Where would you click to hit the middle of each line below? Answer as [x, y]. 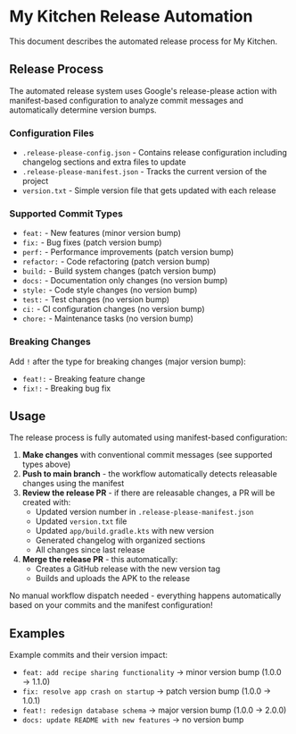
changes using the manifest [73, 484]
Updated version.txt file [81, 521]
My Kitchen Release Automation [131, 17]
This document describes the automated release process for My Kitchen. [144, 41]
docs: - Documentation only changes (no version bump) [125, 281]
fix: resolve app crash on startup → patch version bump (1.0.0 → [147, 691]
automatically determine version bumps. [83, 110]
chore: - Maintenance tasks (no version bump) [108, 318]
